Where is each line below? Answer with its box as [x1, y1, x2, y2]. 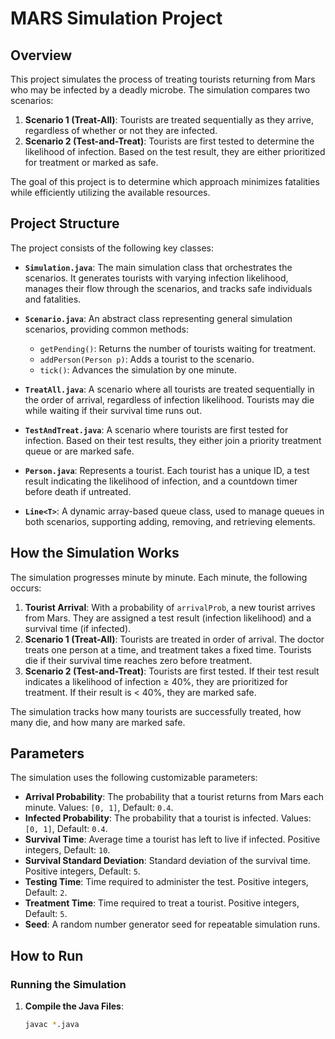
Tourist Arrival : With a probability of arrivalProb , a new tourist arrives [24, 601, 316, 613]
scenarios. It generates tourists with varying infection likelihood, [24, 272, 289, 284]
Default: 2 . [24, 887, 68, 899]
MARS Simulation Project [10, 7, 223, 30]
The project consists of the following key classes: [10, 242, 214, 254]
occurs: [10, 582, 42, 594]
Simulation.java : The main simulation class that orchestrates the [24, 261, 293, 273]
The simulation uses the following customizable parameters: [10, 772, 258, 784]
